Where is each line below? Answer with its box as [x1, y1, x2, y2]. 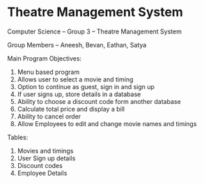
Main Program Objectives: [7, 54, 82, 63]
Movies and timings [17, 146, 74, 155]
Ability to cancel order [17, 112, 81, 121]
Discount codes [17, 161, 63, 169]
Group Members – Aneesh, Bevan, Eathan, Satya [7, 40, 147, 49]
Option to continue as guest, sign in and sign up [17, 82, 155, 91]
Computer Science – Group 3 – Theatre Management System [7, 27, 182, 36]
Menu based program [17, 68, 80, 76]
